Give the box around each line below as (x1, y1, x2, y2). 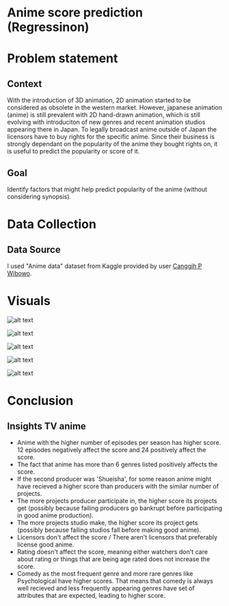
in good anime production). (16, 511, 94, 519)
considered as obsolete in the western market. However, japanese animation (7, 104, 223, 112)
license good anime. (16, 540, 75, 548)
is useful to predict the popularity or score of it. (7, 147, 140, 156)
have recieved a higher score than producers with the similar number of (16, 482, 219, 490)
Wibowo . (7, 269, 32, 277)
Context (7, 77, 42, 90)
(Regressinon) (7, 19, 90, 35)
